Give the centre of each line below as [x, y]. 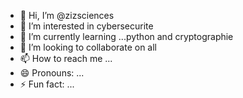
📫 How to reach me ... [66, 58]
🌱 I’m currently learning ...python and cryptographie [126, 36]
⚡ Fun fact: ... [47, 84]
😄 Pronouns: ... [52, 73]
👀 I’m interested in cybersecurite [86, 26]
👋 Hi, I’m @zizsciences [67, 15]
